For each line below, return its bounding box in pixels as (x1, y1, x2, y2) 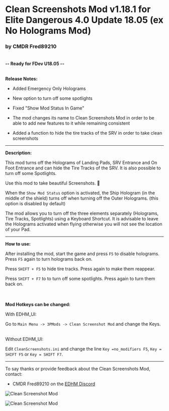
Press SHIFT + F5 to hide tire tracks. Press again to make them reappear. (5, 266, 155, 272)
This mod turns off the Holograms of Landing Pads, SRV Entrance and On (5, 160, 157, 166)
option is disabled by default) (5, 201, 66, 207)
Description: (5, 150, 32, 156)
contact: (5, 371, 23, 377)
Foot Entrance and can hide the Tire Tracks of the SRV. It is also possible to (5, 165, 161, 171)
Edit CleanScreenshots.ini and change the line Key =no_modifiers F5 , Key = (5, 346, 162, 352)
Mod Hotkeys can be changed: (5, 302, 70, 308)
